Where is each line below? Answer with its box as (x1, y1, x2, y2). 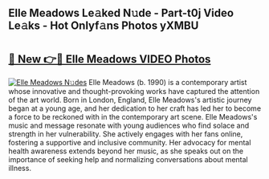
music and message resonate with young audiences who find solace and (8, 120, 250, 130)
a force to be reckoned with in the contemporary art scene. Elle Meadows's (8, 112, 258, 121)
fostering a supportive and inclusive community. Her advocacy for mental (8, 138, 251, 147)
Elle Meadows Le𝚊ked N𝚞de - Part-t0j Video (8, 6, 234, 20)
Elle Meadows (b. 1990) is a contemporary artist (88, 78, 247, 87)
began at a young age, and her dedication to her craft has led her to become (8, 104, 262, 113)
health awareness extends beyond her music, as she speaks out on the (8, 146, 243, 156)
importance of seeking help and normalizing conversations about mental (8, 155, 248, 164)
